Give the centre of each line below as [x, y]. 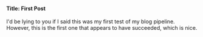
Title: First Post [26, 8]
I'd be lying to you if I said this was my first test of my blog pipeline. [91, 21]
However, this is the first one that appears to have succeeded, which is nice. [102, 28]
